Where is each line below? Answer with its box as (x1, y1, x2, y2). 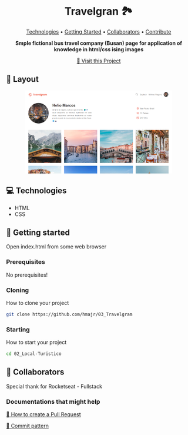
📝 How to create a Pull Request (6, 411, 81, 418)
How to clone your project (6, 299, 69, 306)
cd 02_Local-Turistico (6, 351, 62, 357)
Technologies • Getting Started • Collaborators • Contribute (26, 28, 172, 35)
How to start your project (6, 339, 67, 346)
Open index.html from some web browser (6, 243, 107, 250)
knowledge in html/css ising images (53, 45, 144, 53)
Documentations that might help (6, 397, 100, 406)
